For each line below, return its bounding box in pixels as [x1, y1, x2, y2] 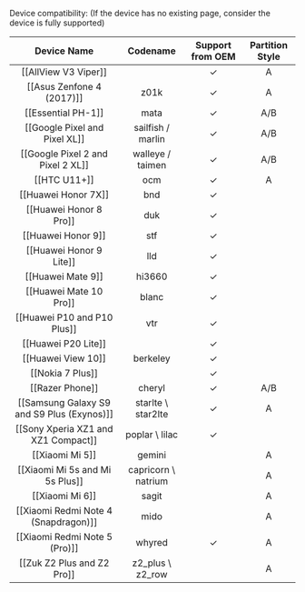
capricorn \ [128, 464, 175, 476]
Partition [249, 39, 289, 51]
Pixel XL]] [44, 133, 85, 145]
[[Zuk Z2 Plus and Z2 [18, 557, 110, 569]
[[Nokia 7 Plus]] [30, 367, 98, 379]
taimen [137, 159, 167, 171]
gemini [137, 449, 166, 461]
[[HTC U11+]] [34, 174, 95, 186]
